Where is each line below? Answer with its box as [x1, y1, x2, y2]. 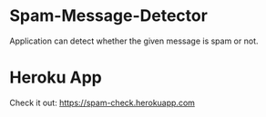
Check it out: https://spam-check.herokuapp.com [9, 97, 196, 108]
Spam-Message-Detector [9, 5, 208, 26]
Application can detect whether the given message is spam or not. [9, 35, 259, 46]
